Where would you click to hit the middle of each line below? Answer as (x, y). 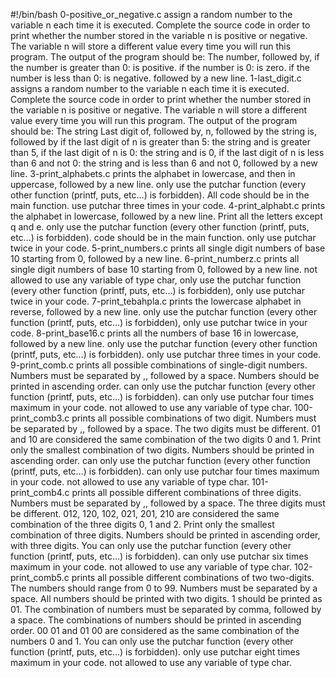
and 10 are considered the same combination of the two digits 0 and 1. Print (166, 439)
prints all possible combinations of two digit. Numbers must (194, 418)
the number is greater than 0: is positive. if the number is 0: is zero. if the (160, 67)
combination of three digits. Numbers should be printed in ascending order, (165, 535)
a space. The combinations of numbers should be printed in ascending (156, 620)
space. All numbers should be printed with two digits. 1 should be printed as (166, 598)
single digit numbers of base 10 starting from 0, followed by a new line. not (164, 269)
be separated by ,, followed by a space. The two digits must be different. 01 (165, 428)
